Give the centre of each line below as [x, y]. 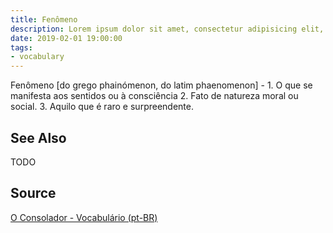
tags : [21, 47]
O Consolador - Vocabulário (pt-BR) [84, 217]
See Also [38, 137]
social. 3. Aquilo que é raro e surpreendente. [102, 107]
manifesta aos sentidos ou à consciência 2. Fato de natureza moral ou [154, 96]
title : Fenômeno [44, 19]
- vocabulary [37, 57]
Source [33, 193]
